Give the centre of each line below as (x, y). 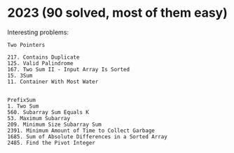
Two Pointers (26, 45)
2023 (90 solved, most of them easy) (117, 13)
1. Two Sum (23, 106)
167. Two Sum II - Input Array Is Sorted (69, 69)
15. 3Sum (20, 75)
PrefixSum (22, 100)
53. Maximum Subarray (39, 118)
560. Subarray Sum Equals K (48, 112)
